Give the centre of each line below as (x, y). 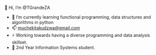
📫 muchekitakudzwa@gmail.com (46, 28)
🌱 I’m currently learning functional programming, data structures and (81, 17)
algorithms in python (32, 22)
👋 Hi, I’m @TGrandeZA (27, 8)
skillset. (19, 42)
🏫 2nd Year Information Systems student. (53, 47)
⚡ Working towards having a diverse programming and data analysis (81, 35)
